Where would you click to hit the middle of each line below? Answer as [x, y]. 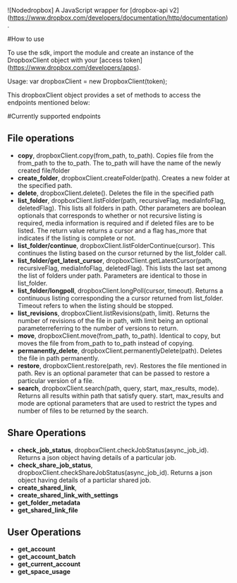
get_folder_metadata [49, 502]
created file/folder [44, 170]
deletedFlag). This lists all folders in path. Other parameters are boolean [122, 208]
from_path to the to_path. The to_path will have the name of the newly [119, 163]
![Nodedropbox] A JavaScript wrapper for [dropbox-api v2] [93, 10]
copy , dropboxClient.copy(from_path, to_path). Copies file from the [115, 155]
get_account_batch [47, 557]
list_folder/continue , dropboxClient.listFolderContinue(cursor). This [116, 245]
